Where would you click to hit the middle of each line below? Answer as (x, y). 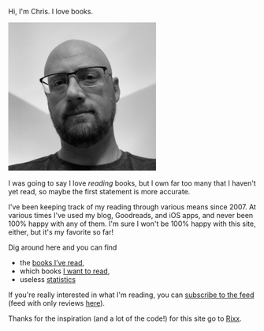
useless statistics (48, 279)
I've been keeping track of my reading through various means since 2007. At (132, 207)
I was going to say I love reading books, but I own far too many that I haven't (132, 183)
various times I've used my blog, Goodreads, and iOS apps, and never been (131, 215)
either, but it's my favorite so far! (61, 232)
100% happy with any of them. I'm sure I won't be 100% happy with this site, (132, 224)
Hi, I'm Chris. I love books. (50, 11)
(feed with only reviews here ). (56, 303)
